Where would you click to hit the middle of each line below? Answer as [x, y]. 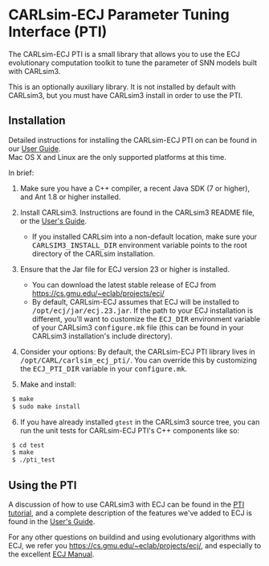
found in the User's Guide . [52, 521]
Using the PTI [43, 485]
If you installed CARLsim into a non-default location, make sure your [145, 236]
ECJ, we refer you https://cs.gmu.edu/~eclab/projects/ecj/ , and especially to [135, 545]
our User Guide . [35, 148]
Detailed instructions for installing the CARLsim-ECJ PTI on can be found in [132, 140]
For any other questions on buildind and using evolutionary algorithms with [132, 537]
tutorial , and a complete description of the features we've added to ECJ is [130, 513]
